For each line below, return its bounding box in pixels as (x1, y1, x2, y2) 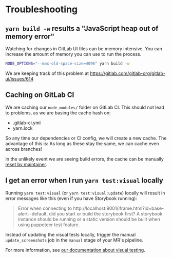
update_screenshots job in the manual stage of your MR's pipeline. (5, 237, 144, 243)
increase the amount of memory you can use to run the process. (5, 51, 142, 57)
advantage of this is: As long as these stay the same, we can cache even (5, 140, 159, 147)
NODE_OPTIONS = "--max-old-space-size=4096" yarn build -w (5, 61, 130, 66)
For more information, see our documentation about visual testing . (5, 247, 145, 253)
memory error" (5, 32, 55, 41)
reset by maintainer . (5, 161, 47, 167)
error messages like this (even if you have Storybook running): (5, 195, 138, 201)
